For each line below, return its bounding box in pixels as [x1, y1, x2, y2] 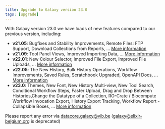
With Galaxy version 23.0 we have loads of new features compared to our [5, 25, 156, 31]
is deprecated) [30, 118, 61, 124]
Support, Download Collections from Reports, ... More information [12, 45, 147, 51]
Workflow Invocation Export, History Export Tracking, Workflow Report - [12, 98, 160, 104]
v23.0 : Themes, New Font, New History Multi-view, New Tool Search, [12, 82, 155, 88]
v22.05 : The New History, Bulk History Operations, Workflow [12, 66, 137, 72]
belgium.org [5, 118, 30, 124]
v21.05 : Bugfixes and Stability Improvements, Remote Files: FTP [12, 40, 144, 46]
